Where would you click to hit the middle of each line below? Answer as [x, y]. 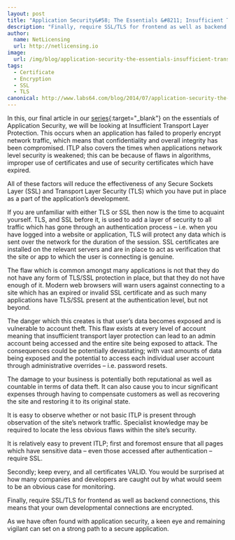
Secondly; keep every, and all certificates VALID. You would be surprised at [116, 472]
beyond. [19, 307]
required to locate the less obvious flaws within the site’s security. [102, 430]
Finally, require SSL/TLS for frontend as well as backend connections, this [114, 500]
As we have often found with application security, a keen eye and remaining [116, 521]
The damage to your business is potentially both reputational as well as [109, 379]
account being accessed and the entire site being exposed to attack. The [113, 343]
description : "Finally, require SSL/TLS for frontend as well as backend [117, 27]
